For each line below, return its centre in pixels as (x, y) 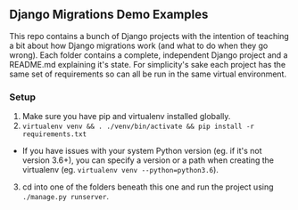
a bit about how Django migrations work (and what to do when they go (139, 45)
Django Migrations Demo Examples (109, 15)
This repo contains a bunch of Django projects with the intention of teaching (149, 36)
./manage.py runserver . (66, 197)
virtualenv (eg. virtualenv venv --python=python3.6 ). (120, 170)
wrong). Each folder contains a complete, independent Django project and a (149, 55)
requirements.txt (54, 134)
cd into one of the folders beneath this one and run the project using (148, 187)
